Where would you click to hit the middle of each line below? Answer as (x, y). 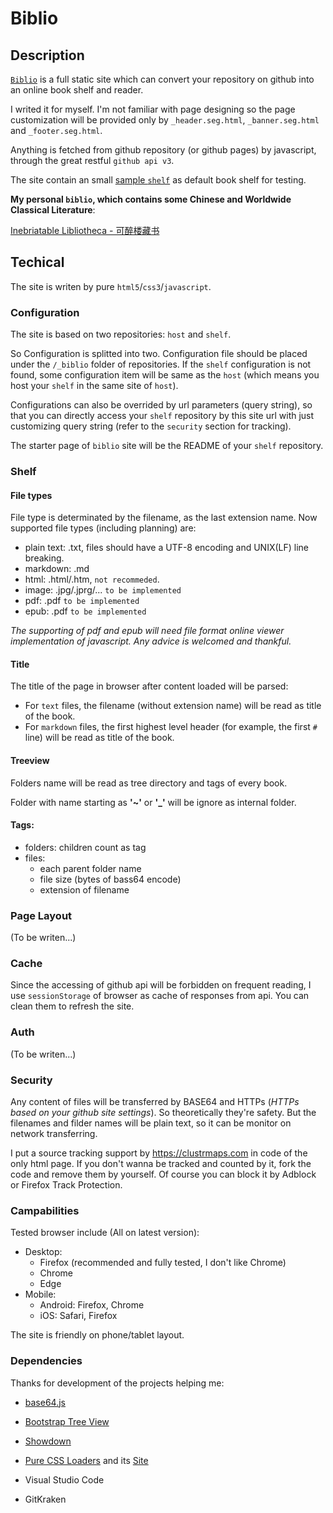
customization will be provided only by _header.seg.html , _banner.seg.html (165, 120)
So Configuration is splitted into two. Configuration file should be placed (159, 354)
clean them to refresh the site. (72, 1006)
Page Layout (41, 915)
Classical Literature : (53, 210)
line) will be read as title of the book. (99, 738)
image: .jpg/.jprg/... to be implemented (103, 590)
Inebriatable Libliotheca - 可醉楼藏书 (85, 230)
